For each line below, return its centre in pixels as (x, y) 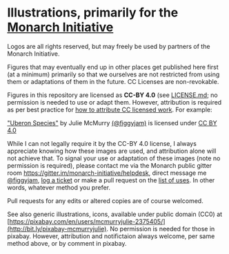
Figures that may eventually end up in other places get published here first (113, 67)
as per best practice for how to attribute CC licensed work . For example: (110, 109)
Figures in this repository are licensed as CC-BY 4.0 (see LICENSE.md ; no (113, 95)
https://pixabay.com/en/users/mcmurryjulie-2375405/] (87, 221)
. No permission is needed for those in (161, 229)
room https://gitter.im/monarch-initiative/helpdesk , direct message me (107, 173)
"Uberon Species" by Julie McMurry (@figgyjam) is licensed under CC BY (112, 123)
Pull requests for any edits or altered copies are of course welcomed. (105, 200)
